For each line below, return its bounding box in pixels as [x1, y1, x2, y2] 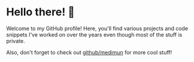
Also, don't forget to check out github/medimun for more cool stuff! [6, 48, 172, 56]
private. [6, 37, 25, 44]
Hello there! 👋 [6, 5, 75, 19]
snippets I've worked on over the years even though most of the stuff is [6, 31, 183, 38]
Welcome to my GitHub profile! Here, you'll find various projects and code [6, 25, 189, 32]
